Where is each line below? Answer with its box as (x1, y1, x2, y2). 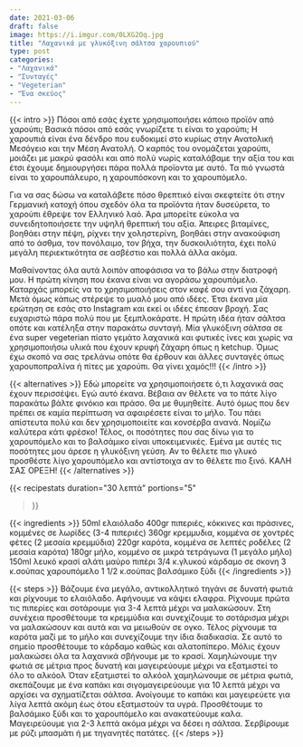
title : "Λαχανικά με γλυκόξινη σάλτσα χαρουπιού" (9, 38, 201, 48)
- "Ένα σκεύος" (9, 89, 67, 98)
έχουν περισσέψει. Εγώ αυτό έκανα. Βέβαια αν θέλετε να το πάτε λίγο (9, 388, 278, 398)
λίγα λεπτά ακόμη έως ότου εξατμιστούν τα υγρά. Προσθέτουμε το (9, 698, 263, 709)
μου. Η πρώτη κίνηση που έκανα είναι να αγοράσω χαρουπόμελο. (9, 273, 258, 285)
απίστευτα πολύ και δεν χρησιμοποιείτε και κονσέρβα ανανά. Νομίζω (9, 417, 271, 427)
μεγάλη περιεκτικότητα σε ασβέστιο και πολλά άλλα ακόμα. (9, 246, 238, 258)
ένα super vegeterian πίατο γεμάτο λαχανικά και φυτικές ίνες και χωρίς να (9, 331, 293, 342)
